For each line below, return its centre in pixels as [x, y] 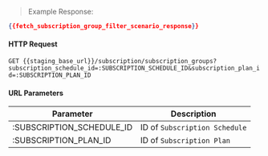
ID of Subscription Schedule [193, 127]
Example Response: [61, 12]
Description [193, 114]
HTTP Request [33, 44]
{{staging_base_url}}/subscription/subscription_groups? [120, 62]
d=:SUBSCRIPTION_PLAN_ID [50, 75]
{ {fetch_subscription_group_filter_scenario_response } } [104, 26]
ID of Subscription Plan [185, 141]
